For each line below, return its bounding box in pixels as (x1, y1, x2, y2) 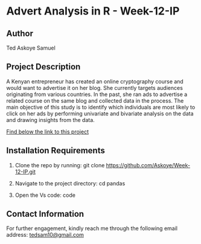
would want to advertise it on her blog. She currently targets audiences (6, 84, 183, 91)
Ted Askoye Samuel (6, 44, 56, 51)
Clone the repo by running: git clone (14, 161, 105, 169)
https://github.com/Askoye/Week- (106, 161, 191, 169)
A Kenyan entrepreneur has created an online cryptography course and (6, 77, 184, 85)
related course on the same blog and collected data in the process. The (6, 97, 184, 104)
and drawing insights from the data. (6, 116, 95, 123)
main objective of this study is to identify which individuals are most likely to (6, 103, 196, 111)
